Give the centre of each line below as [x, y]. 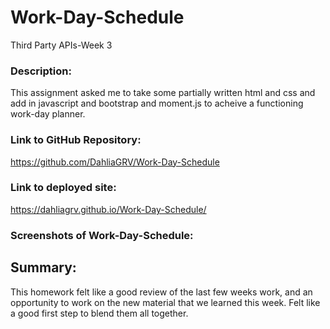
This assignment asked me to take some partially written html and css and [163, 93]
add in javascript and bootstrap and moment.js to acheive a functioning [157, 103]
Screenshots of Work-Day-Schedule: [102, 235]
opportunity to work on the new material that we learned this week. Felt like [165, 302]
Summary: [43, 267]
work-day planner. [48, 114]
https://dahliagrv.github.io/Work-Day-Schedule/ [108, 209]
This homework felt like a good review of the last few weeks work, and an [161, 292]
